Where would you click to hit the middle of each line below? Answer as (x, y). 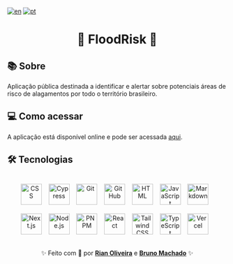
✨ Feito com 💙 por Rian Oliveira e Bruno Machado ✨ (117, 253)
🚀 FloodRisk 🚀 (117, 39)
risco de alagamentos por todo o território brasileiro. (82, 94)
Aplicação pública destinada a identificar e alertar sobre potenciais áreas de (117, 86)
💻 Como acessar (45, 116)
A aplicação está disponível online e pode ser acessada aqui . (95, 137)
